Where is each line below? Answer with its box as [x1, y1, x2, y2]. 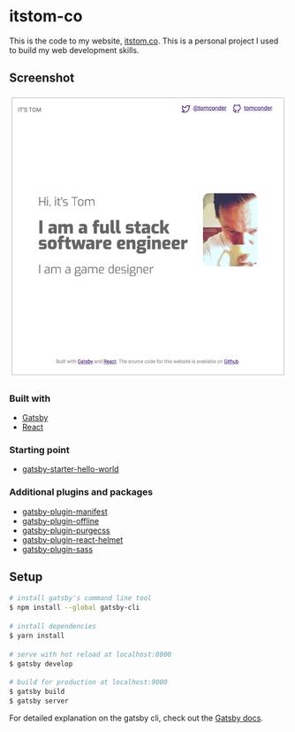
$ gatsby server [9, 697, 69, 705]
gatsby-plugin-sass [21, 543, 94, 554]
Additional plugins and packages [9, 486, 153, 498]
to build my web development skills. [9, 44, 140, 55]
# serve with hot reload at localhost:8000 [9, 650, 172, 659]
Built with [9, 392, 51, 405]
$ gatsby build [9, 688, 65, 697]
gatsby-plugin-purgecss [21, 525, 110, 536]
